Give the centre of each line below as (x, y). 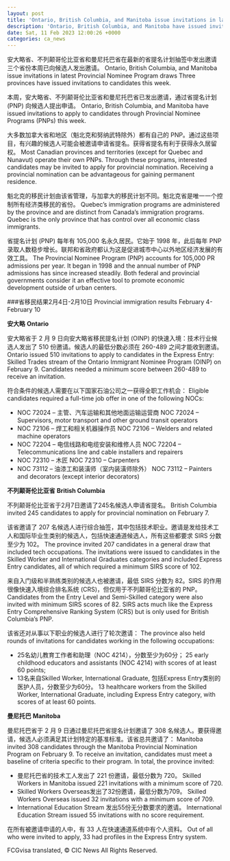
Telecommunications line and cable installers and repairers (100, 452)
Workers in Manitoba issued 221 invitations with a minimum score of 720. (120, 783)
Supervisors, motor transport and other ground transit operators (107, 420)
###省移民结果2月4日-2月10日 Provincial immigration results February (106, 302)
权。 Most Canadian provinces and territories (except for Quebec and (105, 152)
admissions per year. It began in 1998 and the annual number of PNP (104, 266)
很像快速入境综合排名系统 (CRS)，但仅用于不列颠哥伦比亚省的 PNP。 (104, 589)
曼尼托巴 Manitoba (34, 716)
